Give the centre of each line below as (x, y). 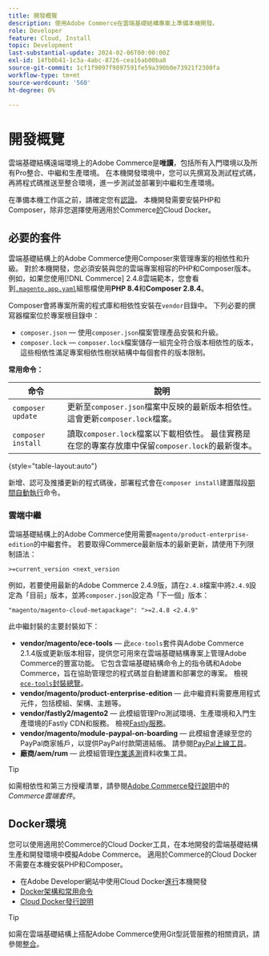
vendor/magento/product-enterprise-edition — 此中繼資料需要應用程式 (140, 693)
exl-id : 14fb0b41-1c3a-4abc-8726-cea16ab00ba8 (87, 61)
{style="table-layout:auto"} (53, 466)
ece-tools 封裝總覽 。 (54, 683)
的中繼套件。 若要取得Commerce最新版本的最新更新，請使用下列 (140, 544)
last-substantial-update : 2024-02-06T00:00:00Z (89, 53)
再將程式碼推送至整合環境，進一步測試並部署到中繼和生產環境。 (113, 183)
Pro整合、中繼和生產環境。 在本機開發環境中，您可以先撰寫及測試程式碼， (137, 173)
